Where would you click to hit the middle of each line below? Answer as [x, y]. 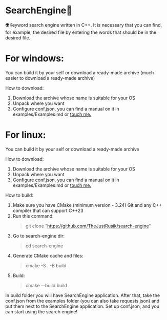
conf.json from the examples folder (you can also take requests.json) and [82, 301]
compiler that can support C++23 [48, 210]
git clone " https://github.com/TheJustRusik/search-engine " [88, 226]
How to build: [19, 195]
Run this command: [33, 216]
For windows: [35, 59]
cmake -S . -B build [46, 265]
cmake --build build [46, 285]
